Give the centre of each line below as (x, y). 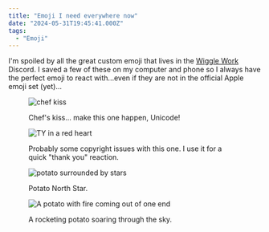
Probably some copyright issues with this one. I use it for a (125, 149)
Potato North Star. (58, 189)
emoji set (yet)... (35, 87)
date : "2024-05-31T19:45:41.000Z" (66, 23)
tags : (17, 31)
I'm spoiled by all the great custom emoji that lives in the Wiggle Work (124, 61)
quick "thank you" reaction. (73, 157)
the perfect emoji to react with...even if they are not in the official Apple (126, 78)
